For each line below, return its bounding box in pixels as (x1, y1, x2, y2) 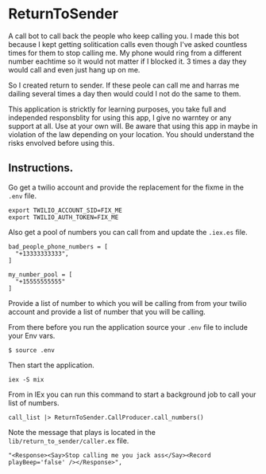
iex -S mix (8, 375, 44, 383)
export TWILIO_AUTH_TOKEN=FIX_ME (8, 213, 119, 221)
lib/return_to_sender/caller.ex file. (8, 436, 129, 445)
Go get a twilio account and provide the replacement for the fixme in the (8, 182, 245, 192)
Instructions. (8, 161, 74, 175)
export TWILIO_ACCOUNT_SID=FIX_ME (8, 206, 123, 214)
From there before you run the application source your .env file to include (8, 322, 249, 331)
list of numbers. (8, 398, 60, 407)
